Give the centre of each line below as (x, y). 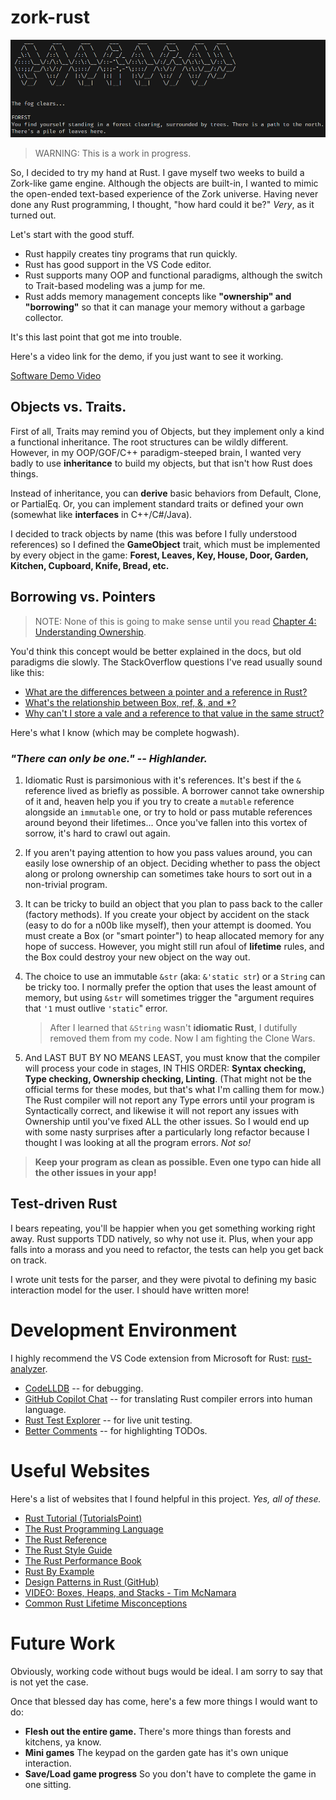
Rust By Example (59, 1571)
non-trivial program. (66, 884)
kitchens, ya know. (63, 1742)
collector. (44, 317)
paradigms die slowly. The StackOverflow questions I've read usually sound (166, 662)
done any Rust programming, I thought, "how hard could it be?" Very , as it (162, 204)
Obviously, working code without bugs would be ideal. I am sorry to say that (166, 1671)
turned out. (33, 215)
